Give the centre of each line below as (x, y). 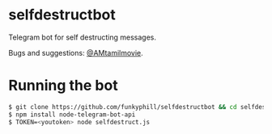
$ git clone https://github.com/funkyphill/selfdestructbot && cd (123, 107)
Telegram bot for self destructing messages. (82, 37)
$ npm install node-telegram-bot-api (72, 115)
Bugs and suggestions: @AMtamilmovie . (76, 52)
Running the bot (64, 86)
